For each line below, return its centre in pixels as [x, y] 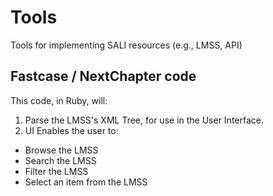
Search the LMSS [60, 160]
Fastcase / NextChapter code [103, 76]
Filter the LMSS [56, 171]
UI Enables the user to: [71, 130]
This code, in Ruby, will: [59, 100]
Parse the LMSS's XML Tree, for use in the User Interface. [144, 120]
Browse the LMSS [61, 150]
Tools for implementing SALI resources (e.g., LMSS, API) [126, 45]
